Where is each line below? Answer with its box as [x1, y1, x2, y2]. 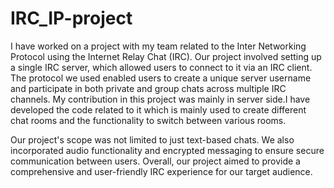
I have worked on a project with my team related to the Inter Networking [10, 40, 307, 52]
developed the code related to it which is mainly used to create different [10, 103, 307, 116]
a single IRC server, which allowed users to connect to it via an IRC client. [10, 61, 313, 73]
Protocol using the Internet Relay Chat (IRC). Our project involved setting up [10, 50, 322, 62]
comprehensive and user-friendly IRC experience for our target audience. [10, 165, 313, 177]
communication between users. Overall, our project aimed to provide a [10, 155, 301, 167]
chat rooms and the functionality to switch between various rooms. [10, 114, 287, 126]
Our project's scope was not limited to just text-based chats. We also [10, 133, 295, 146]
